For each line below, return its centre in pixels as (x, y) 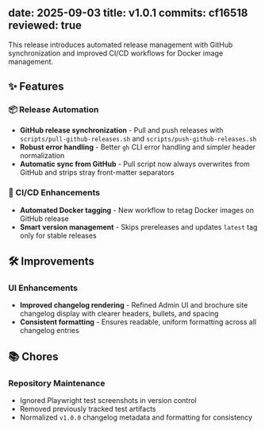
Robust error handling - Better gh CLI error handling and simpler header (138, 147)
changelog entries (49, 331)
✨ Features (36, 87)
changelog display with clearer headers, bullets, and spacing (119, 314)
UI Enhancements (43, 288)
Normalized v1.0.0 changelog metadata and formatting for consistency (136, 417)
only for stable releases (58, 235)
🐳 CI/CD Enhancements (54, 192)
